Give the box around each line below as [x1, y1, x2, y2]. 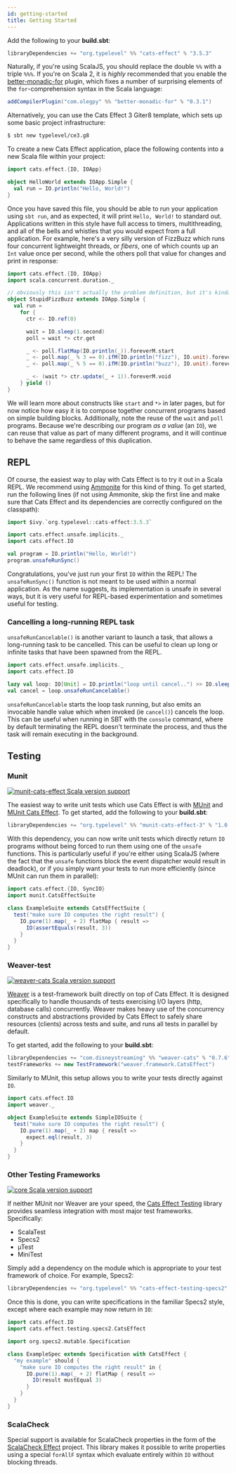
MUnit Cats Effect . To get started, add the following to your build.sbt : [7, 808, 209, 817]
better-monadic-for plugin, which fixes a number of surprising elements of [7, 77, 223, 86]
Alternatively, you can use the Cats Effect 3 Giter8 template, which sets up [7, 111, 223, 119]
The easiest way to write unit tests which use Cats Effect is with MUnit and [7, 801, 223, 809]
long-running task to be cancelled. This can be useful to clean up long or [7, 641, 218, 649]
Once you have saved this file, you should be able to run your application [7, 204, 218, 213]
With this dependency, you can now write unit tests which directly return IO [7, 834, 225, 843]
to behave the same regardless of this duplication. [7, 436, 152, 445]
